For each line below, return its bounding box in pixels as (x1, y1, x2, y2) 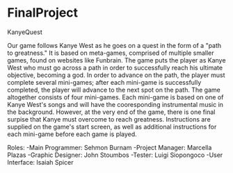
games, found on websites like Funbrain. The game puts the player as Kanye (7, 56, 226, 64)
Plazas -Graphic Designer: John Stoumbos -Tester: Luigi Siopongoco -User (7, 151, 223, 159)
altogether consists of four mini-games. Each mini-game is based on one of (7, 92, 224, 101)
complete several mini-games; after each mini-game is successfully (7, 78, 202, 86)
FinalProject (7, 5, 79, 21)
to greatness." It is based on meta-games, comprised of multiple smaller (7, 49, 214, 57)
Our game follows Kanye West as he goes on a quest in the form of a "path (7, 41, 222, 49)
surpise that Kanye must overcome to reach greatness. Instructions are (7, 115, 211, 123)
